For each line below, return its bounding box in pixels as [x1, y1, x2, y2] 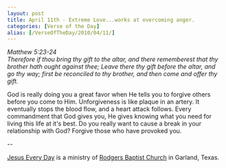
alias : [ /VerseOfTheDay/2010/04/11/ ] [7, 29, 115, 36]
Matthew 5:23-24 [7, 48, 57, 56]
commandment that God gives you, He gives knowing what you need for [7, 112, 212, 121]
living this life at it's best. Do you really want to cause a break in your [7, 119, 202, 128]
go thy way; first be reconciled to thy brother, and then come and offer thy [7, 70, 218, 78]
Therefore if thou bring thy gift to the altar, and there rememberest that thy [7, 56, 218, 64]
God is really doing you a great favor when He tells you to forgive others [7, 91, 211, 99]
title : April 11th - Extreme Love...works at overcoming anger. [7, 16, 195, 23]
